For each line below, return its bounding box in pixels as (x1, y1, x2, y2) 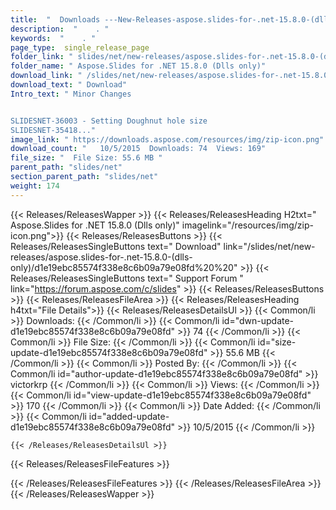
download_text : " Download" (10, 80, 128, 90)
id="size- (257, 336, 297, 348)
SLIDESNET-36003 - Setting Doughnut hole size (10, 116, 208, 126)
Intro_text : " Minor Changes (10, 89, 132, 99)
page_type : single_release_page (10, 42, 150, 53)
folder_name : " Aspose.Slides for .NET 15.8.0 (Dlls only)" (10, 61, 267, 71)
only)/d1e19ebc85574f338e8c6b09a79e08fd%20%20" (10, 261, 238, 273)
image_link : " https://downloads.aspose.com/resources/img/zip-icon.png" (10, 134, 325, 145)
